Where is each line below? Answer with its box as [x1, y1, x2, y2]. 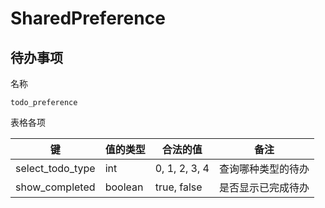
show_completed [15, 180, 96, 194]
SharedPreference [10, 7, 166, 30]
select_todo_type [15, 162, 96, 175]
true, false [154, 180, 203, 194]
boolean [104, 180, 144, 194]
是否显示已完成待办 [218, 181, 310, 194]
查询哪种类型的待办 [218, 162, 310, 176]
